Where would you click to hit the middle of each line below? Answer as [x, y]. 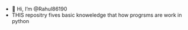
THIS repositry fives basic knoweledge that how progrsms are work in [97, 15]
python [20, 21]
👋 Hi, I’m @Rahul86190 [39, 9]
